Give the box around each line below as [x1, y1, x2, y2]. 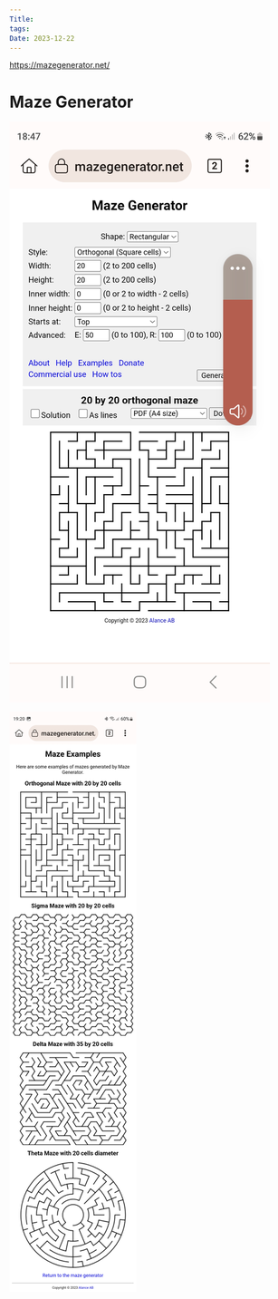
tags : [9, 24, 30, 34]
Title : [9, 15, 34, 24]
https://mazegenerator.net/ [9, 60, 110, 71]
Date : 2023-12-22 [9, 34, 75, 43]
